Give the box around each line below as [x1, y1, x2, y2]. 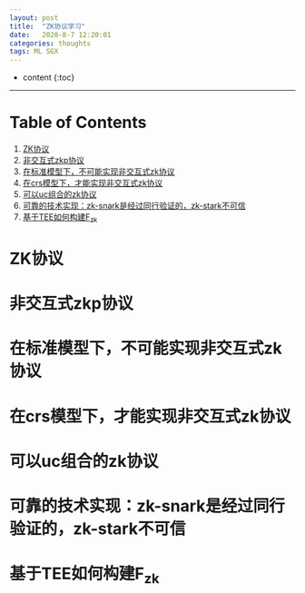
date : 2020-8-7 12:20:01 [9, 30, 112, 39]
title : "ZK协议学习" [9, 22, 86, 31]
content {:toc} [22, 72, 75, 83]
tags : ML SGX [9, 47, 59, 56]
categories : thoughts [9, 38, 92, 48]
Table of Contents [9, 113, 147, 133]
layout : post [9, 13, 59, 23]
